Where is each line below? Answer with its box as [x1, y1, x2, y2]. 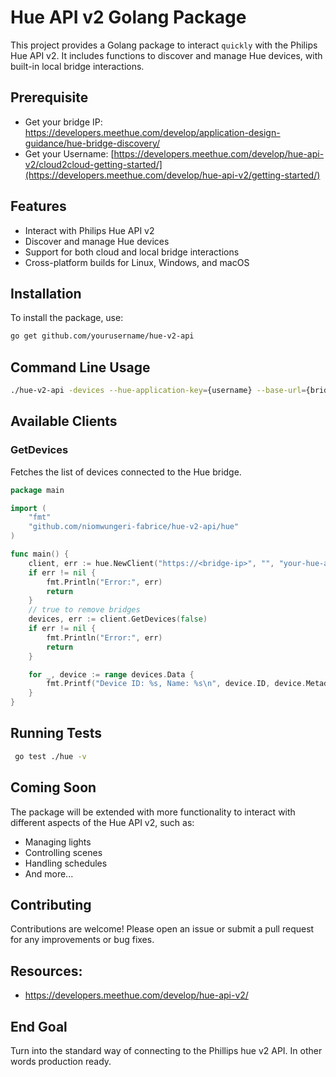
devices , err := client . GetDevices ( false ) [28, 614, 208, 625]
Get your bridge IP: [24, 116, 103, 128]
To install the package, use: [10, 312, 124, 324]
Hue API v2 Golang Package [10, 6, 247, 29]
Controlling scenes [24, 846, 103, 858]
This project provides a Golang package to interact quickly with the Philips [10, 39, 318, 51]
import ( [10, 503, 47, 513]
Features [10, 198, 67, 215]
